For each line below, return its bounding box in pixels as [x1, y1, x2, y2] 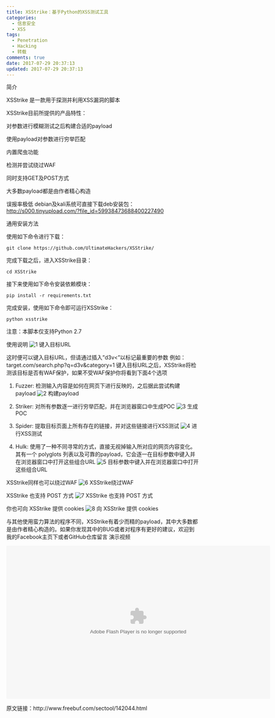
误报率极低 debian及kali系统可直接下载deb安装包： [6, 200, 134, 208]
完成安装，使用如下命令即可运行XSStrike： [6, 304, 114, 312]
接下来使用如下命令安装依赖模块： [6, 280, 92, 288]
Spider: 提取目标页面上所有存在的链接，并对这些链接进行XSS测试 [15, 422, 180, 430]
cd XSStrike [6, 269, 37, 275]
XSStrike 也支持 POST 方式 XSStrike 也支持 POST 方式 [6, 492, 153, 499]
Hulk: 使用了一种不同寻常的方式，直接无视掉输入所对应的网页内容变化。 [15, 443, 196, 451]
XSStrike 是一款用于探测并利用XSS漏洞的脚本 [6, 96, 120, 104]
